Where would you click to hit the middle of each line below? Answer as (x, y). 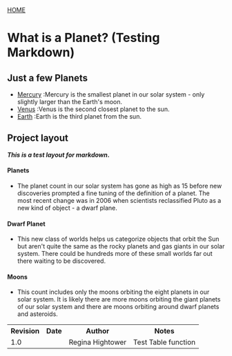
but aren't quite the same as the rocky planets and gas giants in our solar (121, 246)
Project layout (38, 138)
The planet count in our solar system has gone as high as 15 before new (119, 186)
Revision (25, 331)
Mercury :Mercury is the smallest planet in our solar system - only (111, 95)
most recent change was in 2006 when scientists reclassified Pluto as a (119, 201)
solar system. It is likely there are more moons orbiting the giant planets (119, 299)
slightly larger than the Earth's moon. (70, 102)
